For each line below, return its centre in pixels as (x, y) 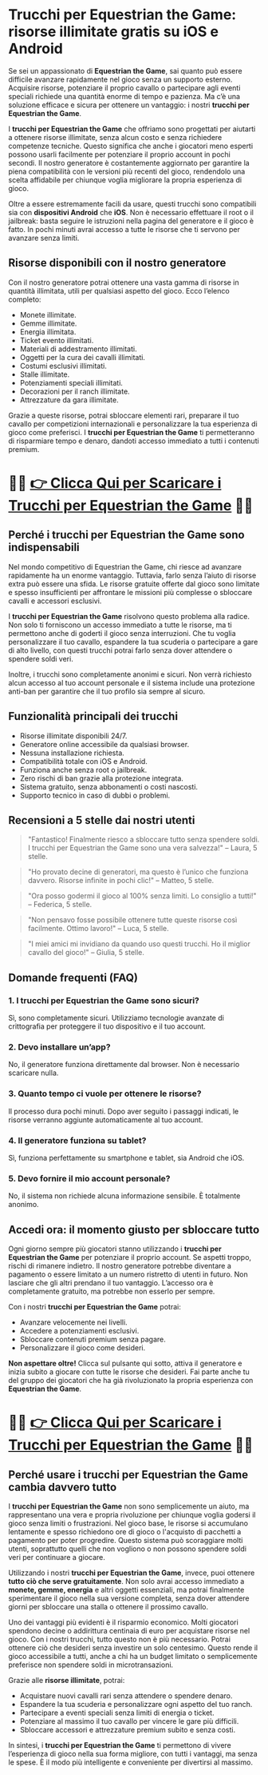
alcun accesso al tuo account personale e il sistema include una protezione (132, 682)
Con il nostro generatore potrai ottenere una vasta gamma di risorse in (124, 282)
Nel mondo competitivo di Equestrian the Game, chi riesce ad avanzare (125, 566)
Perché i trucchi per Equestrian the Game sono (126, 535)
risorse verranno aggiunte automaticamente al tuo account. (106, 1119)
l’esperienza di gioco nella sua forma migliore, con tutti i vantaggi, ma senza (133, 1754)
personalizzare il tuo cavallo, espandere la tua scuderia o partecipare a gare (133, 642)
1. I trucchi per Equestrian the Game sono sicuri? (104, 1000)
